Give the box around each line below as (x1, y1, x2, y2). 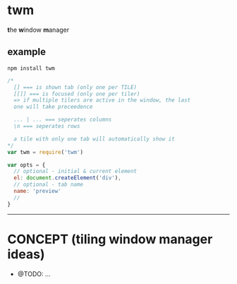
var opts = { (7, 161, 46, 168)
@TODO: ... (17, 269, 51, 278)
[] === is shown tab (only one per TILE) (13, 83, 138, 90)
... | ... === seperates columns (13, 116, 112, 124)
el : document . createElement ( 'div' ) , (13, 174, 121, 182)
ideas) (7, 246, 45, 262)
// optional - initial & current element (13, 168, 138, 175)
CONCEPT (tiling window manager (7, 231, 213, 247)
